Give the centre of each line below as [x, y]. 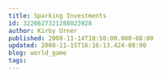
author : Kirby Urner [43, 30]
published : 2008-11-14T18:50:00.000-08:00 [81, 38]
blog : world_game [38, 53]
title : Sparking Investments [58, 16]
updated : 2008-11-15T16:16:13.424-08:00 [78, 46]
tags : [17, 61]
